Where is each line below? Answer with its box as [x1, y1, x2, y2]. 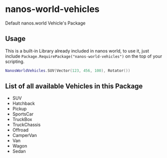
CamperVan [12, 132, 37, 138]
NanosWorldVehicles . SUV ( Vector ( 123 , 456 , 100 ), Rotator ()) [5, 68, 131, 73]
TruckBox [12, 116, 32, 122]
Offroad [12, 127, 29, 133]
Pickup [12, 106, 27, 112]
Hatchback [12, 100, 35, 106]
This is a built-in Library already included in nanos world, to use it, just [5, 47, 150, 53]
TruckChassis [12, 121, 41, 128]
